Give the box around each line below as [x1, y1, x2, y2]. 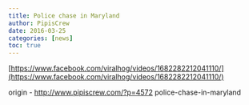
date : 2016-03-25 [8, 26, 66, 34]
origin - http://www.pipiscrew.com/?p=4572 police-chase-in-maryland [8, 87, 242, 97]
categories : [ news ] [8, 34, 74, 42]
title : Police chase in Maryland [8, 11, 120, 20]
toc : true [8, 42, 42, 50]
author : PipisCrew [8, 19, 70, 27]
